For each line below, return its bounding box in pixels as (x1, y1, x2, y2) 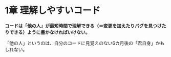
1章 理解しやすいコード (5, 5, 101, 16)
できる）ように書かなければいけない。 (9, 29, 90, 35)
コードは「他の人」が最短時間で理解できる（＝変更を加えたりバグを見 (5, 23, 153, 29)
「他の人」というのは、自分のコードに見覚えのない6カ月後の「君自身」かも (5, 40, 165, 46)
